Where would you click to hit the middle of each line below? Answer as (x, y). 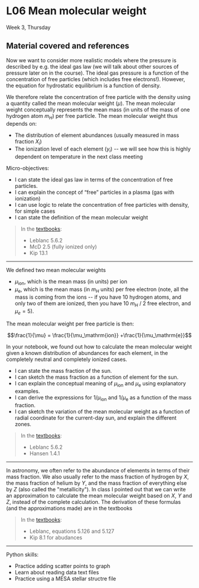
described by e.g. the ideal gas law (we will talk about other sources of (92, 66)
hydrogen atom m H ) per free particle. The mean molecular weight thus (92, 116)
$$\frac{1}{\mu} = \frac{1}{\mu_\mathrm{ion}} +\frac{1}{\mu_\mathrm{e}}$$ (99, 335)
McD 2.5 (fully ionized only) (63, 247)
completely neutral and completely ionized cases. (67, 359)
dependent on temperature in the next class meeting (79, 157)
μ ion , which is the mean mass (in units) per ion (71, 282)
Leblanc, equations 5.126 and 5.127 (72, 531)
